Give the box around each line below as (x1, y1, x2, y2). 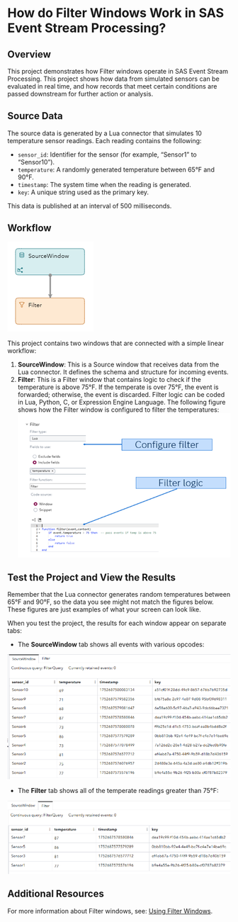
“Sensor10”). (17, 157, 55, 166)
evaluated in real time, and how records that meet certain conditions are (7, 82, 217, 90)
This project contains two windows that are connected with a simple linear (7, 339, 225, 347)
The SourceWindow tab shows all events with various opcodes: (17, 640, 205, 649)
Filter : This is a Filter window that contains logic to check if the (17, 375, 202, 383)
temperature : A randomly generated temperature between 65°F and (17, 165, 215, 174)
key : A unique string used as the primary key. (17, 188, 149, 196)
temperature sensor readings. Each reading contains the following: (7, 136, 202, 145)
